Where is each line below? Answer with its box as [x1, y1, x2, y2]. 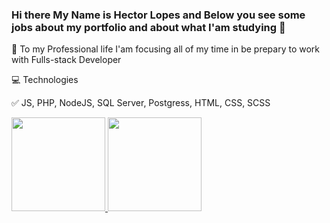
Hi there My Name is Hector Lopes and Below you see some [11, 8, 306, 22]
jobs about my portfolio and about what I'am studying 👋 [11, 20, 286, 34]
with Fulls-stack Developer [11, 54, 122, 66]
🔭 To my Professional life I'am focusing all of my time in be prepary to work [11, 43, 321, 55]
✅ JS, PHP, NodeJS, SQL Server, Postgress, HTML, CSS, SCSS [11, 97, 271, 109]
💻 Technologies [11, 74, 79, 86]
